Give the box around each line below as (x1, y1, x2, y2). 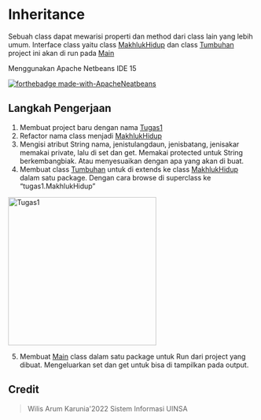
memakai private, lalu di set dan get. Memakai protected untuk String (19, 147, 244, 157)
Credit (8, 383, 39, 396)
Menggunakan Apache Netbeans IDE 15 (8, 63, 137, 72)
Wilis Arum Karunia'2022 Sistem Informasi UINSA (27, 403, 188, 413)
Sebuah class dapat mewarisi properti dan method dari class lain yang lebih (8, 32, 253, 41)
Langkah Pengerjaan (8, 102, 112, 115)
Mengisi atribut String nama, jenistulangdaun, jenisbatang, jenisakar (19, 139, 240, 149)
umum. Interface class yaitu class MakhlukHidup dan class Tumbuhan (8, 39, 234, 49)
